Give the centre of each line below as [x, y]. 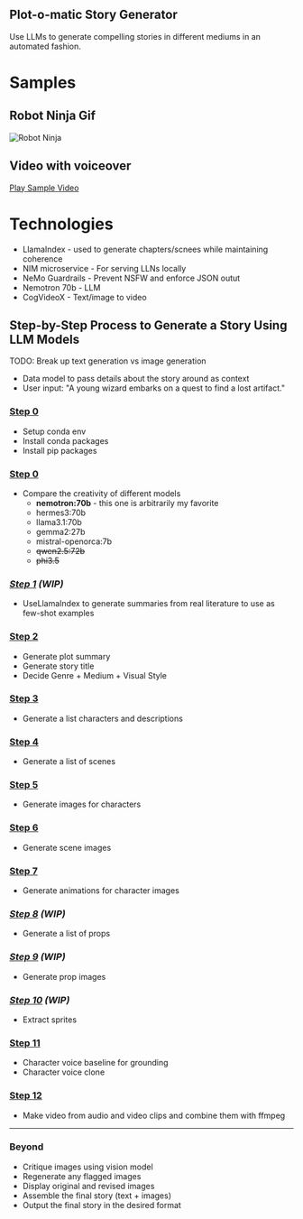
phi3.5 [48, 560]
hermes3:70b [61, 513]
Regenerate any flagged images [82, 1176]
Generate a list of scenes [69, 762]
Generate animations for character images [101, 891]
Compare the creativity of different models [101, 493]
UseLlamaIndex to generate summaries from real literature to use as [148, 604]
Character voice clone [64, 1072]
